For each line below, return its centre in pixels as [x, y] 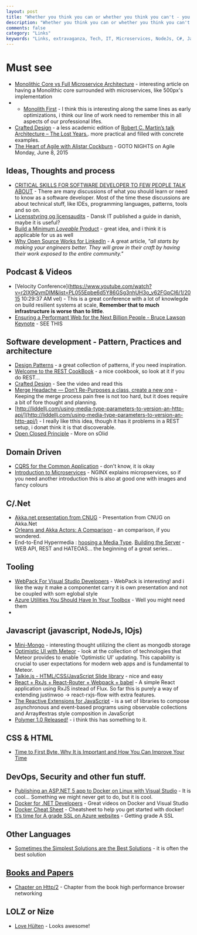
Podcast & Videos [39, 272]
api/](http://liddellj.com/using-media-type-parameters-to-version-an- [99, 415]
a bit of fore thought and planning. [56, 403]
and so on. [27, 210]
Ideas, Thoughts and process [61, 171]
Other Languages [39, 834]
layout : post [22, 11]
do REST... [27, 378]
